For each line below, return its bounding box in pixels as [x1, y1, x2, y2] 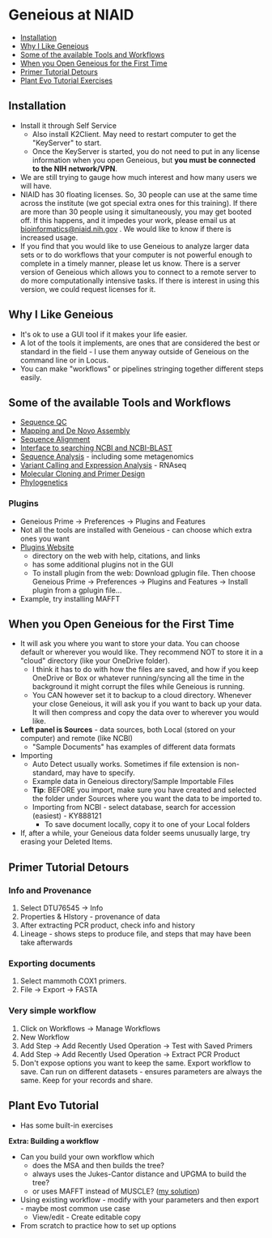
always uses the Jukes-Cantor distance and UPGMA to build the [32, 1169, 247, 1179]
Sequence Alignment [19, 435, 91, 444]
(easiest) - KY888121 [32, 811, 102, 820]
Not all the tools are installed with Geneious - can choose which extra [19, 525, 253, 534]
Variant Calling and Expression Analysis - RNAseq [19, 461, 187, 470]
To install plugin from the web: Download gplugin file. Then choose [32, 568, 256, 577]
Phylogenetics [19, 478, 69, 487]
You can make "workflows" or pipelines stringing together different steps [19, 363, 264, 374]
